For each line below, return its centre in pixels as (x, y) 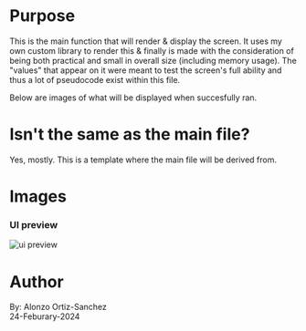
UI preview (34, 224)
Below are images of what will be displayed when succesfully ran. (133, 98)
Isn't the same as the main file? (130, 134)
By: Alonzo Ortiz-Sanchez (58, 307)
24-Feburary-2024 (45, 316)
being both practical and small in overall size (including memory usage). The (153, 60)
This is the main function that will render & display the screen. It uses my (146, 41)
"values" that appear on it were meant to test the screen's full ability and (146, 70)
